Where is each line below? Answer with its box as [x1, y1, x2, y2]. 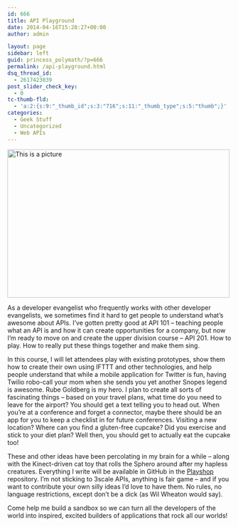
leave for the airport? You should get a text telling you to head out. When [7, 400, 220, 409]
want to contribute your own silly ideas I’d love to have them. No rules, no [7, 482, 222, 491]
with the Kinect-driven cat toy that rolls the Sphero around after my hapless [7, 459, 228, 468]
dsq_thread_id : [7, 69, 53, 77]
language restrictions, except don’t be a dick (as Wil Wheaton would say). [7, 489, 223, 499]
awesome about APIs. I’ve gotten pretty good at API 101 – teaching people [7, 318, 224, 327]
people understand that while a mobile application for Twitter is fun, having [7, 370, 227, 378]
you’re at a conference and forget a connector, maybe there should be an [7, 407, 222, 417]
